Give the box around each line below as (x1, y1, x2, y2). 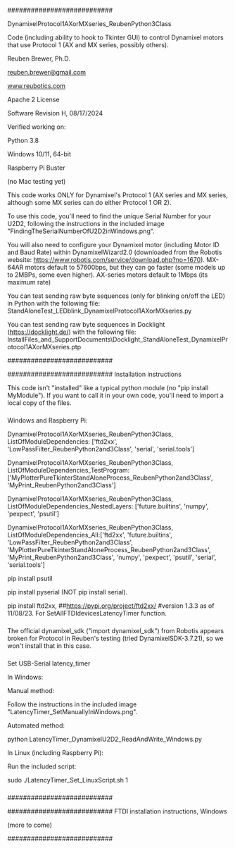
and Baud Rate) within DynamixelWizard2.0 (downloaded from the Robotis (7, 248, 222, 256)
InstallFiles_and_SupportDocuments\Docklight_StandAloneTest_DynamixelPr (7, 335, 229, 344)
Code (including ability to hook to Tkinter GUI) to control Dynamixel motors (7, 33, 224, 42)
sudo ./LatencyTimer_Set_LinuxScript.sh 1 (7, 775, 129, 784)
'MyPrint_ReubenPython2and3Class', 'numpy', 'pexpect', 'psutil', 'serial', (7, 553, 217, 561)
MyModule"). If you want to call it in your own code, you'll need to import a (7, 391, 224, 399)
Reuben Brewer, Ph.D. (7, 54, 70, 63)
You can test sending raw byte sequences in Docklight (7, 320, 165, 328)
